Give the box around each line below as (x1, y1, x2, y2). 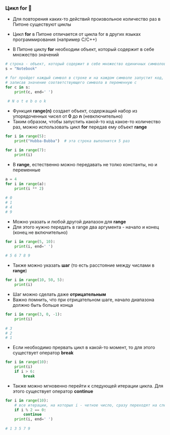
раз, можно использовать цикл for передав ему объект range (12, 124, 147, 130)
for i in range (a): (5, 181, 47, 186)
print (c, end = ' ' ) (14, 89, 53, 94)
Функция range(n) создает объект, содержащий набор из (12, 108, 138, 114)
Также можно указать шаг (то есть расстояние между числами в (12, 262, 155, 268)
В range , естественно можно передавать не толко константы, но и (12, 161, 158, 167)
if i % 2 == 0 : (14, 407, 47, 412)
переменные (12, 167, 40, 173)
